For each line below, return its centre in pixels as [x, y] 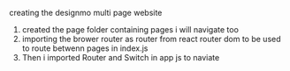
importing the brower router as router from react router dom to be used [151, 39]
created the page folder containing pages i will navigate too [130, 29]
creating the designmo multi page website [86, 13]
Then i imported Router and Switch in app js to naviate [121, 57]
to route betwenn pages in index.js [85, 48]
